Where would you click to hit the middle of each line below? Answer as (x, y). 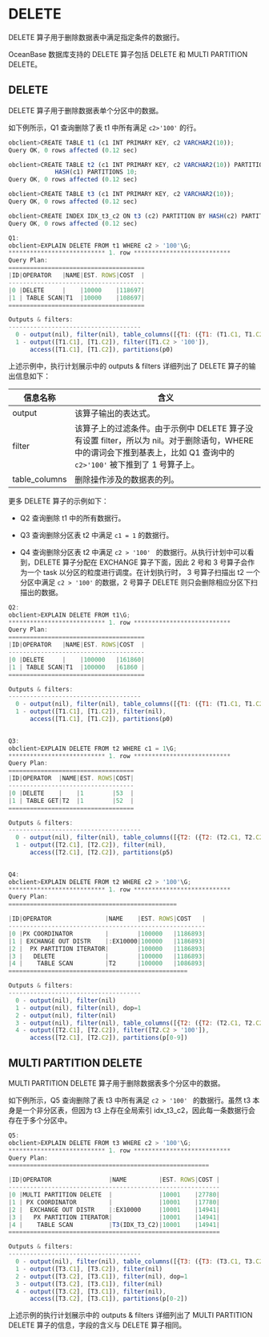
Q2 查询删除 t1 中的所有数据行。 (72, 518)
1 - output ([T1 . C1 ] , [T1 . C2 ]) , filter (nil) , (91, 711)
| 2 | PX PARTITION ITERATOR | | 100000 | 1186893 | (107, 948)
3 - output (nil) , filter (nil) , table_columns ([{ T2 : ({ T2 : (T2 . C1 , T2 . (136, 1023)
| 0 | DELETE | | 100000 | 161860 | (77, 659)
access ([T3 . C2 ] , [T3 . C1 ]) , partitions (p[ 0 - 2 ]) (108, 1299)
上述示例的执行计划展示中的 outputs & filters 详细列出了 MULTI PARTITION (130, 1315)
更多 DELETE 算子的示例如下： (59, 501)
